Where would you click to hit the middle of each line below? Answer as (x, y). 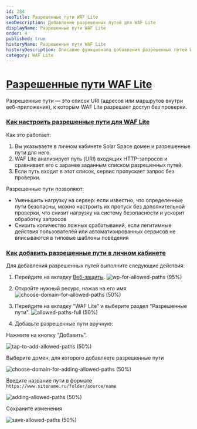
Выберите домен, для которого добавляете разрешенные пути (85, 358)
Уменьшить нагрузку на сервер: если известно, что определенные (99, 200)
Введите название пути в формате (49, 381)
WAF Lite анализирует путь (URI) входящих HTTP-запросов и (91, 159)
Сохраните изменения (34, 408)
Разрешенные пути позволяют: (45, 189)
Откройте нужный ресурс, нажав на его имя (70, 289)
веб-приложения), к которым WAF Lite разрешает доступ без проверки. (97, 107)
